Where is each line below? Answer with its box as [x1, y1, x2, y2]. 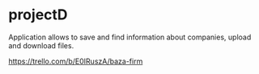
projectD [8, 6, 68, 24]
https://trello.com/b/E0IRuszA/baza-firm [8, 56, 143, 66]
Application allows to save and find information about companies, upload [8, 32, 252, 42]
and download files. [8, 40, 74, 50]
